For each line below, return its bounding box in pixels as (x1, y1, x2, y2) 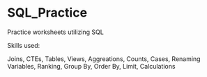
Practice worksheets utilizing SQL (7, 28, 105, 36)
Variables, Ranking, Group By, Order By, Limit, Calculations (7, 62, 176, 70)
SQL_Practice (7, 5, 88, 21)
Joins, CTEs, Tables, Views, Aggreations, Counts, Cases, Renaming (7, 54, 201, 63)
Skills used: (7, 41, 40, 49)
